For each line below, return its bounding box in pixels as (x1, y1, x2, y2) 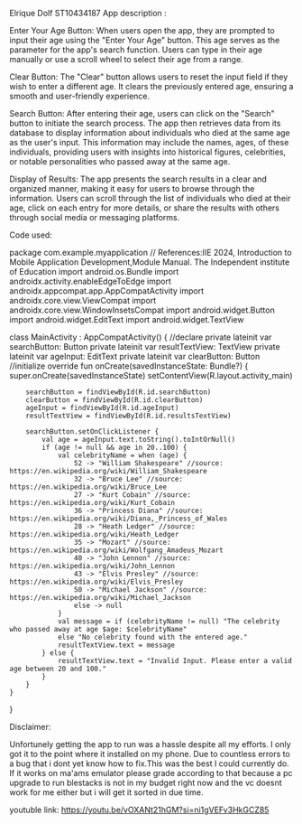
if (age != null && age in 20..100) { (41, 443, 188, 452)
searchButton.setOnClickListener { (25, 427, 160, 436)
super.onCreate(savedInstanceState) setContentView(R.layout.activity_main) (9, 370, 293, 380)
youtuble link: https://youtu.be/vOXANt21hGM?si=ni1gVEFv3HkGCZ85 (9, 804, 270, 815)
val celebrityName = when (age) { (57, 451, 188, 460)
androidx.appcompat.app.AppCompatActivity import (9, 286, 205, 296)
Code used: (9, 229, 52, 240)
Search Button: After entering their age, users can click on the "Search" (9, 108, 275, 118)
